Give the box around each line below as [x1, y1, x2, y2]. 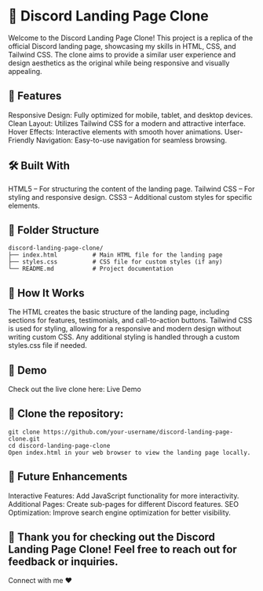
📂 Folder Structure [8, 223, 100, 237]
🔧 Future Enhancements [8, 470, 128, 483]
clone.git [8, 434, 41, 443]
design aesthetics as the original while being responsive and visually [8, 58, 230, 68]
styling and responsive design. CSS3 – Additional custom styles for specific [8, 192, 253, 201]
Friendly [8, 135, 35, 145]
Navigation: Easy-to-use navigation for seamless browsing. [35, 135, 228, 145]
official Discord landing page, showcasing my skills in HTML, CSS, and [8, 41, 237, 50]
